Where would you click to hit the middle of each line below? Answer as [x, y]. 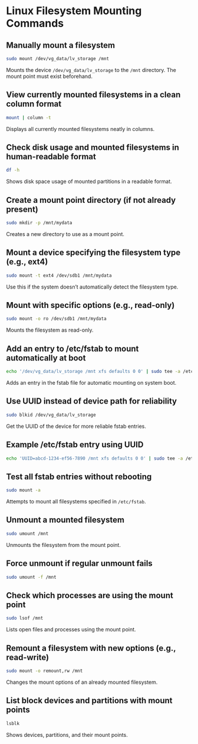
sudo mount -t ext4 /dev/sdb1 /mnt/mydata [59, 276]
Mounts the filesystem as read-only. [50, 330]
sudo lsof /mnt [25, 618]
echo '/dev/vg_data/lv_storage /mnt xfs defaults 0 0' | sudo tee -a [93, 372]
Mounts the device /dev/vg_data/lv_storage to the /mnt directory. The [91, 70]
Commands [35, 23]
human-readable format [51, 157]
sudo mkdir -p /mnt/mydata [39, 223]
